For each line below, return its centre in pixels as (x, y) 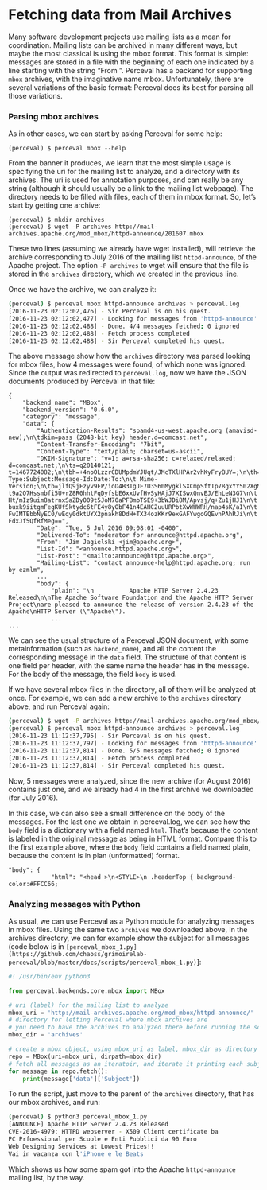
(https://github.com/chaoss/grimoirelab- (78, 954)
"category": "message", (62, 417)
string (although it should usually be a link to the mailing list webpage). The (131, 189)
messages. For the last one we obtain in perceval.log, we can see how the (129, 822)
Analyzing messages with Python (74, 904)
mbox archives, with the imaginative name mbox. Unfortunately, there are (126, 79)
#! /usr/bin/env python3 (49, 976)
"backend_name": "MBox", (64, 403)
